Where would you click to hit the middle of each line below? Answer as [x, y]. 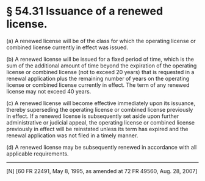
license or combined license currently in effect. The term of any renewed [98, 85]
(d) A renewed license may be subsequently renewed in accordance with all [102, 147]
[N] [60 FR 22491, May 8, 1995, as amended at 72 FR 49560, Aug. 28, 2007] [102, 171]
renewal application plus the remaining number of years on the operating [98, 78]
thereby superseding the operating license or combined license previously [100, 109]
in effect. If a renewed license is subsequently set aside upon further [93, 116]
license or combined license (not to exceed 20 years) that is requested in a [100, 72]
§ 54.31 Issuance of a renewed [85, 11]
